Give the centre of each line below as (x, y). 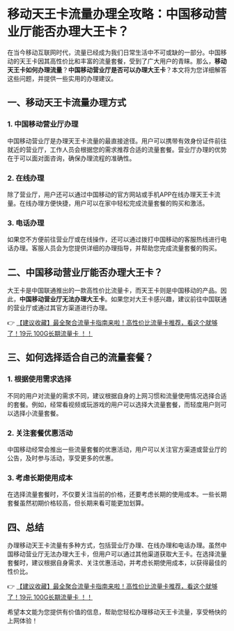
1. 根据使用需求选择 (39, 379)
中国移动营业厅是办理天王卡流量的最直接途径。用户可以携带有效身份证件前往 (117, 141)
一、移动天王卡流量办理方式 (67, 103)
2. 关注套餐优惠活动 (40, 433)
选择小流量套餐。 (38, 413)
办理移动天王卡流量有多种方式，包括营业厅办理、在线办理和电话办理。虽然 (114, 545)
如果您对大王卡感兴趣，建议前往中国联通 (169, 299)
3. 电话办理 (26, 222)
